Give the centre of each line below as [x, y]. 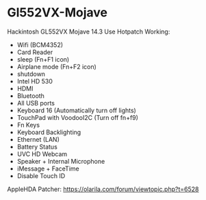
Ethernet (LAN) [38, 139]
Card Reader [35, 52]
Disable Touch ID [41, 175]
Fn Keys [28, 125]
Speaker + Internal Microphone [61, 161]
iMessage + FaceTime [48, 168]
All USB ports [36, 103]
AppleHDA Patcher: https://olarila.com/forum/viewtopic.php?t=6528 [103, 189]
